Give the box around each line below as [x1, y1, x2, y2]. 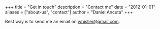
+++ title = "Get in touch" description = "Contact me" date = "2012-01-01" [5, 4, 156, 10]
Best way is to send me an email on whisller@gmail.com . [5, 19, 120, 24]
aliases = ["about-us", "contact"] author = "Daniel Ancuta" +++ [5, 9, 133, 15]
